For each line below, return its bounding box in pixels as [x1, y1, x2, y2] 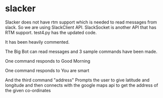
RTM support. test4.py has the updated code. [5, 29, 97, 35]
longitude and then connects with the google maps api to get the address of [5, 82, 158, 88]
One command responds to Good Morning [5, 58, 91, 64]
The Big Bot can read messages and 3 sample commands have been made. [5, 49, 158, 54]
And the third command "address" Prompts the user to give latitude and [5, 77, 150, 83]
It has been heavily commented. [5, 39, 70, 45]
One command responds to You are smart [5, 67, 90, 73]
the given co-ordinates [5, 87, 51, 93]
